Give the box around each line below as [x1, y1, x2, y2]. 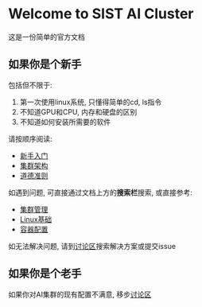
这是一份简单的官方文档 [8, 32, 85, 41]
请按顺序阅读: [8, 134, 53, 143]
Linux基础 [19, 214, 52, 223]
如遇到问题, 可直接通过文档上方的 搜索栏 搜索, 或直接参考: [8, 188, 192, 197]
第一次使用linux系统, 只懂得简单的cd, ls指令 [19, 97, 162, 107]
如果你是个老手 [8, 267, 82, 281]
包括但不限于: [8, 80, 53, 90]
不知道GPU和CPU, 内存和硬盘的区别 [19, 107, 138, 116]
